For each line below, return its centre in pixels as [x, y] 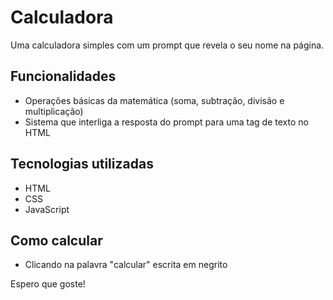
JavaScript [47, 209]
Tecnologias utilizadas [82, 164]
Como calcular [56, 240]
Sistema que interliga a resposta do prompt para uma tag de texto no [166, 122]
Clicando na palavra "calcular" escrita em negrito [126, 265]
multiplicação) [54, 111]
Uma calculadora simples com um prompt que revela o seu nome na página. [167, 45]
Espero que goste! [48, 284]
